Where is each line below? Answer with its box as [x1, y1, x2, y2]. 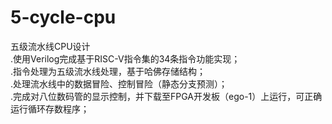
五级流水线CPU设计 [10, 40, 91, 52]
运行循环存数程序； [10, 102, 90, 115]
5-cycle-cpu [10, 6, 117, 29]
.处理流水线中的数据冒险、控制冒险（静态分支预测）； [10, 77, 228, 90]
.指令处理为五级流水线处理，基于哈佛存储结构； [10, 65, 207, 77]
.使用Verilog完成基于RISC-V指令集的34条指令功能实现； [10, 52, 241, 65]
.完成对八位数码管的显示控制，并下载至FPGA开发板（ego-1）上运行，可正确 [10, 90, 323, 102]
